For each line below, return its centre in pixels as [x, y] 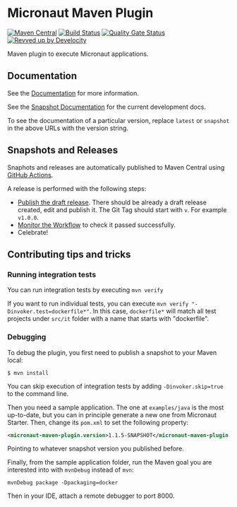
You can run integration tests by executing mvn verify [85, 290]
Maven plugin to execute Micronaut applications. [78, 54]
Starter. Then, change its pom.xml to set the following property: [98, 422]
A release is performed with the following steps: [77, 188]
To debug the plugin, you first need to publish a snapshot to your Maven [112, 352]
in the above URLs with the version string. [68, 128]
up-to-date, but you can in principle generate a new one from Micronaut [112, 414]
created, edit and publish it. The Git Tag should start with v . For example [122, 209]
